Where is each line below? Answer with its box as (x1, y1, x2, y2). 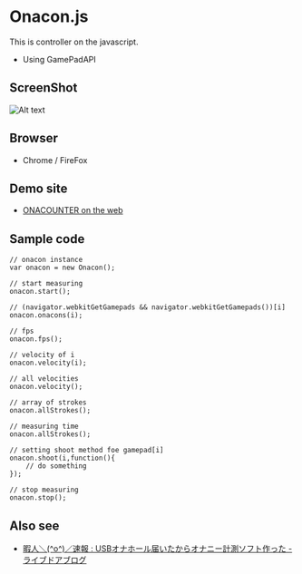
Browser (9, 131, 59, 146)
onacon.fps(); (9, 335, 63, 344)
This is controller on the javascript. (9, 36, 139, 47)
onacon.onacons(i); (9, 311, 83, 320)
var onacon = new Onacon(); (9, 263, 116, 273)
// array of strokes (9, 398, 88, 407)
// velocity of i (9, 351, 75, 360)
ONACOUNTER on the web (22, 205, 124, 216)
